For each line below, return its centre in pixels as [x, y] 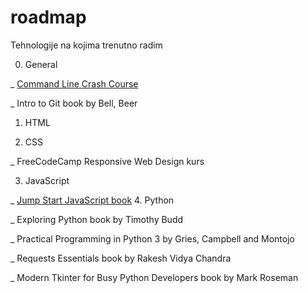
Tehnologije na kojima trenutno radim [86, 45]
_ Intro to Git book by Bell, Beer [74, 103]
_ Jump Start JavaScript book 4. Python [92, 200]
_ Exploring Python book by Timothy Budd [97, 219]
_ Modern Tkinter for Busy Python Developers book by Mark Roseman [154, 277]
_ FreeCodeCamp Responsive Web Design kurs [107, 161]
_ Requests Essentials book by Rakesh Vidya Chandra [121, 258]
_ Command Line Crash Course [74, 83]
